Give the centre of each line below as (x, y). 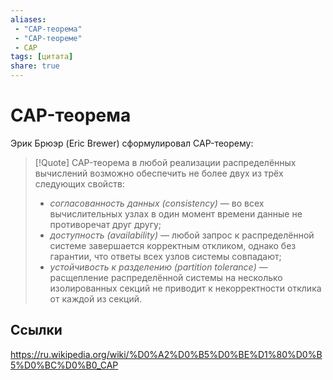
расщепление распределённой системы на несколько (166, 277)
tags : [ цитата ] (42, 57)
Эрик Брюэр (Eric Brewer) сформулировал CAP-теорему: (132, 143)
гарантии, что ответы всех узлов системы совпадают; (165, 256)
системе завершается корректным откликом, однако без (173, 245)
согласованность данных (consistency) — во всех (157, 203)
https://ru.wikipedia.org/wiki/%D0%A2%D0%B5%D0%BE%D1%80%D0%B (166, 354)
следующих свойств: (79, 183)
